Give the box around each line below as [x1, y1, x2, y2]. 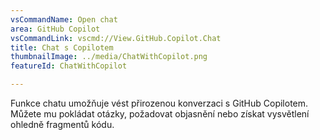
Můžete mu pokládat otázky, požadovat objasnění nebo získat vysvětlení [10, 108, 310, 120]
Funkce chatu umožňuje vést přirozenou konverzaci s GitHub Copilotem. [10, 97, 309, 109]
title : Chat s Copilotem [10, 42, 114, 53]
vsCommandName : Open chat [10, 14, 118, 25]
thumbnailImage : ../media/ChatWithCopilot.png [10, 52, 208, 62]
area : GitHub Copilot [10, 24, 101, 34]
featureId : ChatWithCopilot [10, 61, 128, 71]
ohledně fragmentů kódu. [10, 119, 115, 130]
